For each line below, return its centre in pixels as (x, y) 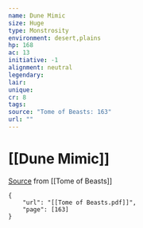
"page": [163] (46, 209)
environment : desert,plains (55, 38)
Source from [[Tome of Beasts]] (60, 181)
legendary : (26, 75)
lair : (17, 82)
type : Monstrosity (39, 30)
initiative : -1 (33, 61)
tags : (17, 104)
